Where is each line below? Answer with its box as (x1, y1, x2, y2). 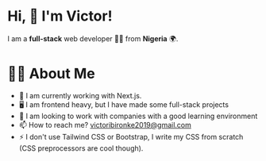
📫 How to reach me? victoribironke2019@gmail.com (18, 120, 192, 129)
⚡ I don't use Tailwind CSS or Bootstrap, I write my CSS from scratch (18, 132, 244, 141)
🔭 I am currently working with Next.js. (18, 90, 142, 100)
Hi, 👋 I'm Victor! (7, 7, 113, 25)
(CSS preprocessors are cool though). (18, 143, 144, 153)
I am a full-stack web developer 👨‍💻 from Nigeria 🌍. (7, 33, 179, 43)
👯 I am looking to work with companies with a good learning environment (18, 111, 258, 121)
